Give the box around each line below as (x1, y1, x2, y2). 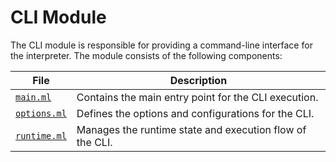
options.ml (15, 107, 67, 119)
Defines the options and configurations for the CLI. (76, 106, 315, 120)
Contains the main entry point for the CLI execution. (76, 90, 319, 104)
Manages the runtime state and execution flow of (76, 122, 307, 136)
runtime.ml (15, 130, 67, 141)
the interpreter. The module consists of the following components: (10, 49, 283, 61)
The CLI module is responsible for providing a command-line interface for (10, 39, 313, 51)
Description (169, 73, 228, 87)
